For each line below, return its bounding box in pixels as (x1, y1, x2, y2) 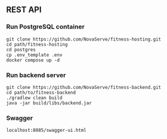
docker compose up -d (6, 57, 60, 63)
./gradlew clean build (6, 95, 63, 101)
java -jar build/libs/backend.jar (6, 100, 92, 106)
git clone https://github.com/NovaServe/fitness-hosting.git (6, 36, 162, 42)
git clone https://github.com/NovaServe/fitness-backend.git (6, 84, 162, 90)
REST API (6, 5, 42, 15)
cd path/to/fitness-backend (6, 89, 76, 95)
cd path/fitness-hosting (6, 41, 68, 47)
